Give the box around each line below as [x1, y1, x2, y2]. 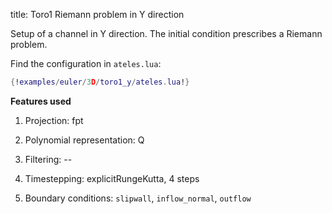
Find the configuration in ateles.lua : [10, 58, 162, 69]
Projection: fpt [24, 114, 84, 126]
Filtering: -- [24, 153, 73, 165]
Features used [10, 95, 72, 107]
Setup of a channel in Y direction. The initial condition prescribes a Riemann [10, 28, 323, 39]
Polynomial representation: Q [24, 134, 145, 146]
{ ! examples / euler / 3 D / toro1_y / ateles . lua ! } [10, 77, 190, 87]
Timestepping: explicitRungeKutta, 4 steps [24, 172, 200, 184]
